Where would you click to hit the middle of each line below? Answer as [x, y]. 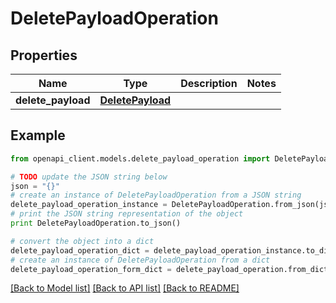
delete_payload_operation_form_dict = [91, 269]
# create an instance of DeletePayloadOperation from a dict [140, 260]
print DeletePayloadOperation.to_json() [96, 223]
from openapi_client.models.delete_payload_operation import [140, 158]
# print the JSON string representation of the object [127, 214]
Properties [44, 55]
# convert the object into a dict [82, 241]
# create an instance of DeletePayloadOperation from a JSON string [156, 195]
